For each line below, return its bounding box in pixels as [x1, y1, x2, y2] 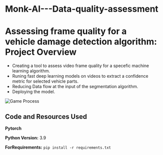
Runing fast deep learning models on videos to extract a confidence [12, 73, 148, 79]
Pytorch [5, 125, 22, 131]
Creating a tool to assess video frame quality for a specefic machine [12, 63, 149, 69]
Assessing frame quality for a [5, 26, 127, 37]
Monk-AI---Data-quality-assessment [5, 3, 159, 15]
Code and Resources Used [5, 112, 87, 121]
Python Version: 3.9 [5, 134, 46, 140]
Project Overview [5, 46, 77, 58]
